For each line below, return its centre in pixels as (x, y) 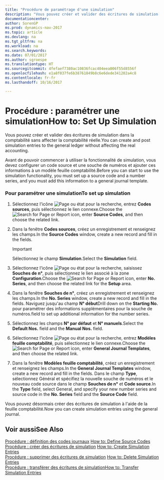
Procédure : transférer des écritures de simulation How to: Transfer (72, 467)
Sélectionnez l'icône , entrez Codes (82, 204)
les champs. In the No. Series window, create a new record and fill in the (84, 298)
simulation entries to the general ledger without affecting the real (70, 145)
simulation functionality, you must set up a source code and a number (75, 175)
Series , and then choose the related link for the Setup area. (72, 283)
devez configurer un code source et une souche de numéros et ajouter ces (81, 165)
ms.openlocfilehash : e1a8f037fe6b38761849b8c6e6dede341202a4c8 (71, 73)
